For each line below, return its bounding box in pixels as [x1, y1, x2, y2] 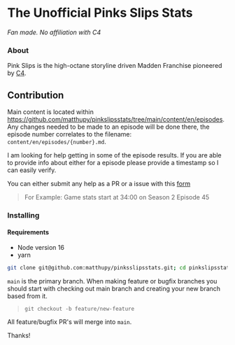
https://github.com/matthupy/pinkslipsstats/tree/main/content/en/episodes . [7, 115, 225, 124]
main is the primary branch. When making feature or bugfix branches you [7, 277, 218, 286]
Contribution [7, 89, 64, 101]
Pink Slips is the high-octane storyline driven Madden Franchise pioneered [7, 62, 222, 70]
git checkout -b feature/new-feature [24, 306, 135, 313]
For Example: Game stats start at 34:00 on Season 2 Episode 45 [24, 193, 210, 202]
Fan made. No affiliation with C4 [7, 28, 101, 36]
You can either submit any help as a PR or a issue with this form [7, 180, 191, 188]
